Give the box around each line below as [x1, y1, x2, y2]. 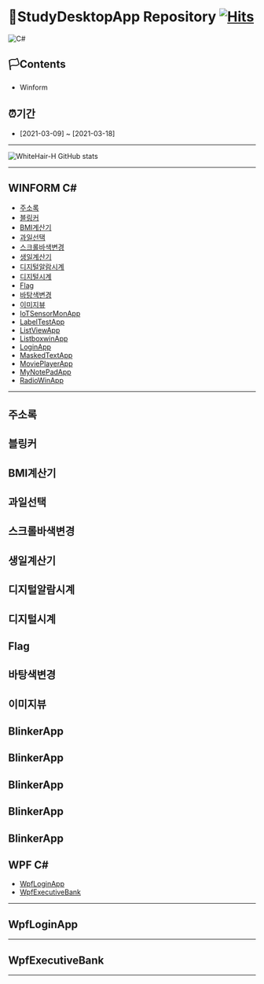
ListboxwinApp [19, 334, 68, 344]
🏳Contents [8, 57, 66, 71]
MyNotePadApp [19, 367, 72, 377]
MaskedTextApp [19, 351, 73, 360]
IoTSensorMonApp [19, 309, 81, 319]
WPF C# [8, 858, 49, 872]
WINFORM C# [8, 181, 77, 194]
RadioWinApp [19, 376, 64, 385]
